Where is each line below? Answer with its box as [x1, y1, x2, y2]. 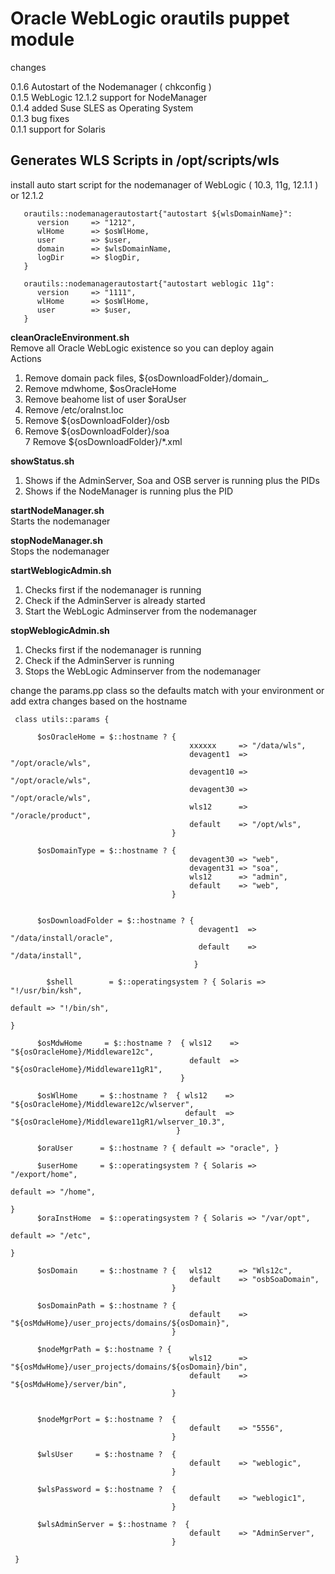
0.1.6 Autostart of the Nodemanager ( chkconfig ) [10, 80, 212, 92]
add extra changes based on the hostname [10, 695, 188, 707]
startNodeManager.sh [10, 504, 105, 516]
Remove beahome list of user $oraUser [24, 393, 187, 405]
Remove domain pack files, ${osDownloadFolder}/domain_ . [24, 372, 270, 384]
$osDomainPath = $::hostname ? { [36, 1300, 177, 1311]
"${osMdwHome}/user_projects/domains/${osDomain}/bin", [10, 1362, 248, 1372]
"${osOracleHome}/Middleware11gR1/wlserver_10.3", [10, 1117, 226, 1127]
